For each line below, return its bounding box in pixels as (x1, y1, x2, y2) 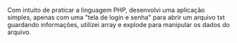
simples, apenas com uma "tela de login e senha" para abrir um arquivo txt (7, 13, 225, 21)
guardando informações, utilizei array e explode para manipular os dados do (7, 21, 230, 28)
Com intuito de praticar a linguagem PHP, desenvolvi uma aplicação (7, 6, 205, 14)
